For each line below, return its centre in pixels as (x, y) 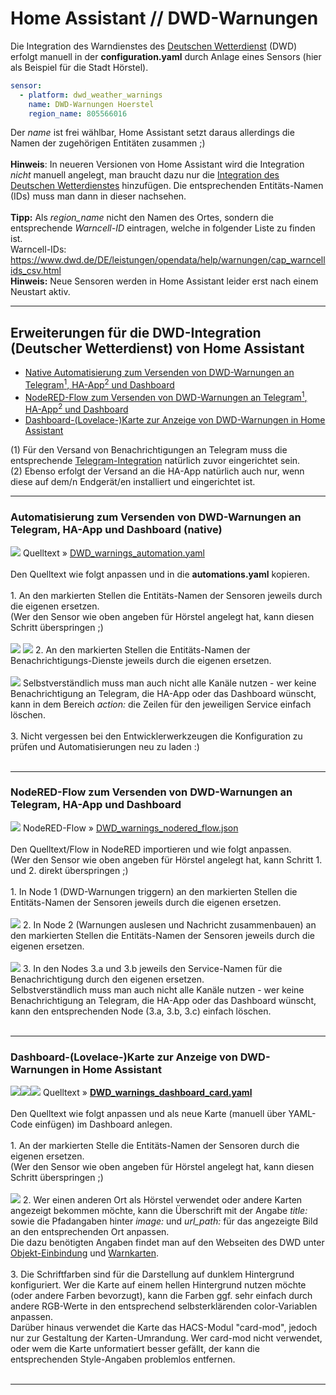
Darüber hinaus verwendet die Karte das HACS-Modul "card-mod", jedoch (164, 1328)
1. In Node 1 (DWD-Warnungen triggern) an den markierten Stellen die (154, 891)
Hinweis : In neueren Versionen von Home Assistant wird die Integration (157, 164)
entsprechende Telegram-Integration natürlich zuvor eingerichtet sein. (155, 461)
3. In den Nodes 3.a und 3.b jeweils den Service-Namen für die (152, 968)
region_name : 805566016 (78, 113)
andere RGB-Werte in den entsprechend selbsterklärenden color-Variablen (164, 1306)
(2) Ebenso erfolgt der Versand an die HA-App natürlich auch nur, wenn (157, 471)
